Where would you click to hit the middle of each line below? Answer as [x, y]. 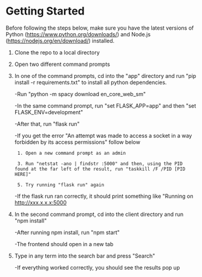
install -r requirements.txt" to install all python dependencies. [90, 82]
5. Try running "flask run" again [61, 185]
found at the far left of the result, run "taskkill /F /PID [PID [100, 169]
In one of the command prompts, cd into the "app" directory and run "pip [105, 76]
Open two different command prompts [62, 64]
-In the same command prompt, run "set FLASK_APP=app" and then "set [105, 106]
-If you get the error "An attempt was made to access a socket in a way [103, 135]
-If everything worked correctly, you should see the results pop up [97, 267]
